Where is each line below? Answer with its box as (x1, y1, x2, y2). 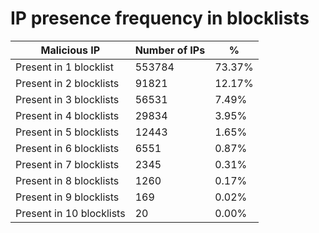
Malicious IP (40, 43, 101, 57)
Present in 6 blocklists (15, 141, 120, 155)
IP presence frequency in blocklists (10, 7, 310, 30)
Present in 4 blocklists (15, 108, 120, 122)
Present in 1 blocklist (15, 60, 114, 74)
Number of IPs (134, 43, 206, 57)
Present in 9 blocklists (15, 190, 120, 204)
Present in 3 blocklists (15, 92, 120, 106)
